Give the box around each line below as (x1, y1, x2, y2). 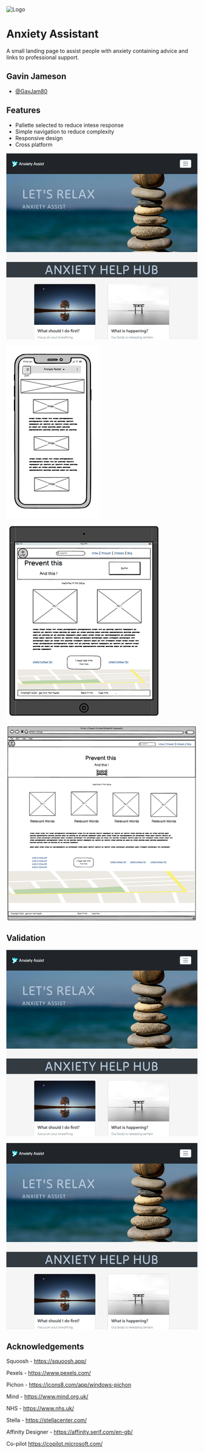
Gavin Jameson (6, 71, 67, 82)
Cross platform (15, 141, 53, 148)
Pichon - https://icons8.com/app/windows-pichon (6, 1381, 132, 1388)
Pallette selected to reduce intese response (15, 121, 124, 129)
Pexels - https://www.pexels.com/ (6, 1370, 91, 1377)
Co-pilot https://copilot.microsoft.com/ (6, 1440, 103, 1448)
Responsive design (15, 134, 63, 141)
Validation (6, 933, 46, 944)
